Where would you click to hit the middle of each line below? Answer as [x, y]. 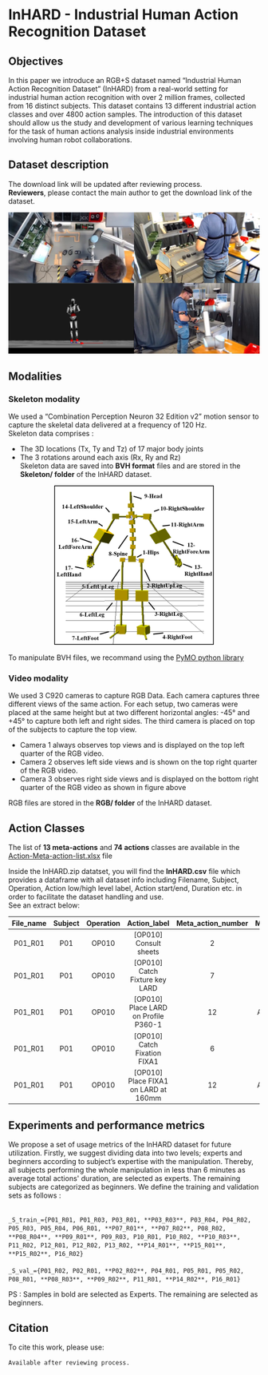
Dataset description [59, 165]
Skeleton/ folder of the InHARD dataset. [86, 474]
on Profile [149, 1016]
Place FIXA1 [148, 1081]
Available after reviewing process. [69, 1363]
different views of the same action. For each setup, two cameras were [123, 704]
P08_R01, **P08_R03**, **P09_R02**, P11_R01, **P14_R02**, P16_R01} [124, 1280]
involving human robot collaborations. [70, 140]
